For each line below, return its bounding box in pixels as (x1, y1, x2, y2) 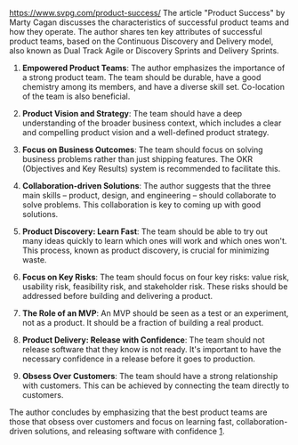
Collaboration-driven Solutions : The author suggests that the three (21, 181, 271, 190)
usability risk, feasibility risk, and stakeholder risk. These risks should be (21, 281, 288, 292)
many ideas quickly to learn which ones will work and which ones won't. (21, 236, 287, 246)
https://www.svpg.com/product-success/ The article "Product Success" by (9, 8, 286, 18)
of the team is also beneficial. (21, 91, 131, 101)
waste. (21, 255, 47, 265)
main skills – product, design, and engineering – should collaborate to (21, 190, 277, 200)
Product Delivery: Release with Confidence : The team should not (21, 335, 265, 345)
